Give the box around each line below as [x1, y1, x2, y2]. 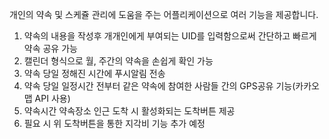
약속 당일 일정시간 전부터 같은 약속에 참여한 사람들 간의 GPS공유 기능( [23, 80, 296, 92]
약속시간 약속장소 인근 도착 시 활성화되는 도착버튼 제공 [23, 105, 236, 117]
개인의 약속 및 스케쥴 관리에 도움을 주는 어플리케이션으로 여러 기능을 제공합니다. [9, 9, 319, 20]
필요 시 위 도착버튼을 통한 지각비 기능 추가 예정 [23, 118, 206, 129]
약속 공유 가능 [23, 43, 78, 54]
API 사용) [34, 93, 71, 104]
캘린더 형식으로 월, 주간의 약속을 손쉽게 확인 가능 [23, 55, 214, 67]
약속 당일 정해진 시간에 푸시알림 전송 [23, 68, 166, 79]
